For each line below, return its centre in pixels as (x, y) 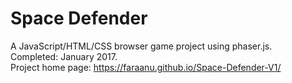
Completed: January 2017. (64, 56)
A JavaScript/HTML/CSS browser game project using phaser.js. (141, 46)
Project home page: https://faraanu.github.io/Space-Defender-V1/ (146, 67)
